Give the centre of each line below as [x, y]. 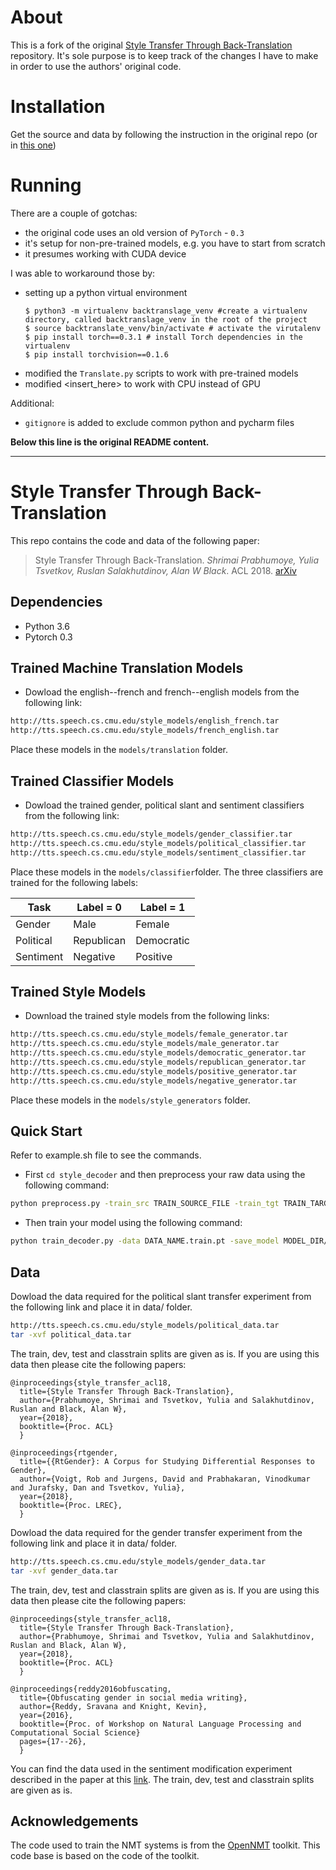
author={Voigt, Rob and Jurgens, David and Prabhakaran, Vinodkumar [165, 1479]
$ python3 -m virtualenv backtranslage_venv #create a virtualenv [166, 311]
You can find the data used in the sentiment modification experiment [151, 1768]
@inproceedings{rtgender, [64, 1452]
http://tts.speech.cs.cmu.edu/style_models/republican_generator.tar [158, 1062]
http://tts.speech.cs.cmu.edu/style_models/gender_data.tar [138, 1561]
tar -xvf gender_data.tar [64, 1571]
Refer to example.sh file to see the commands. [106, 1155]
